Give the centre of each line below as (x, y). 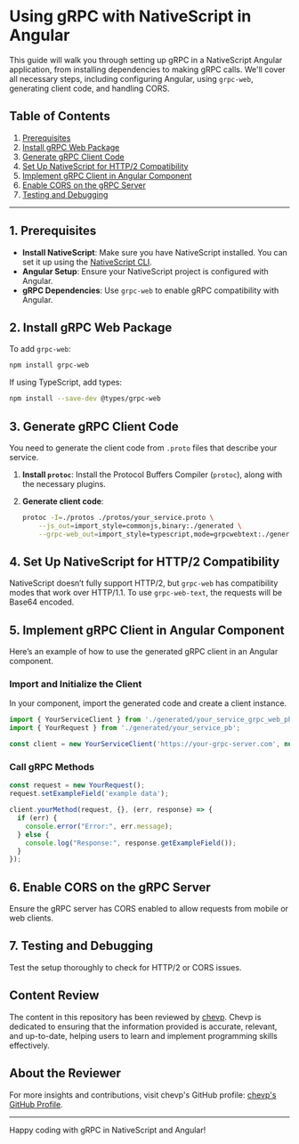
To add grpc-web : (40, 349)
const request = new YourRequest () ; (77, 785)
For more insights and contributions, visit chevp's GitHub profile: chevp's (143, 1095)
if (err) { (37, 818)
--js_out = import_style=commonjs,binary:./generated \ (140, 526)
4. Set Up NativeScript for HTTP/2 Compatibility (145, 561)
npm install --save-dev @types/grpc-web (85, 399)
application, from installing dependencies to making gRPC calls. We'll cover (148, 69)
